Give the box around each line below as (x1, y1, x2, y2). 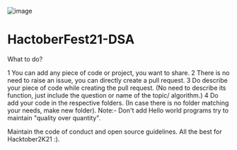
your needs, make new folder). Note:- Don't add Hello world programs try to (7, 106, 229, 115)
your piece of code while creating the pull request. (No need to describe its (7, 83, 226, 92)
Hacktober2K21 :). (7, 134, 60, 143)
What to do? (7, 54, 43, 63)
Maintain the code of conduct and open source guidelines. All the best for (7, 127, 223, 136)
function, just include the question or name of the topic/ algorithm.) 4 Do (7, 91, 219, 99)
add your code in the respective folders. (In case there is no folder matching (7, 98, 229, 107)
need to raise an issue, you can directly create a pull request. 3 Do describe (7, 76, 228, 84)
